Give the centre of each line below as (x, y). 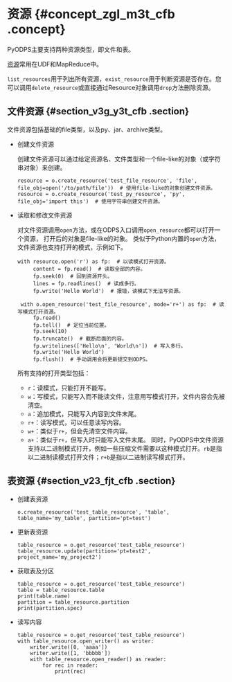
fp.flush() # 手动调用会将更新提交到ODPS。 (92, 359)
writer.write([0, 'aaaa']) (69, 647)
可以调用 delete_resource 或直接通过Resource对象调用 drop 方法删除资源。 (111, 87)
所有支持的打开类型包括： (54, 373)
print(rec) (70, 671)
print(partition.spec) (50, 608)
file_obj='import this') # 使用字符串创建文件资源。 (90, 201)
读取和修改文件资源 (45, 215)
